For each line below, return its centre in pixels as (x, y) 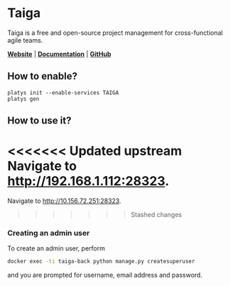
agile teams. (25, 40)
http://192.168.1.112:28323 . (88, 181)
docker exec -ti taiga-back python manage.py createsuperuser (101, 262)
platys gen (23, 99)
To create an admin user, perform (56, 248)
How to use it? (39, 121)
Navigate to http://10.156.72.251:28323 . (65, 201)
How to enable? (43, 76)
